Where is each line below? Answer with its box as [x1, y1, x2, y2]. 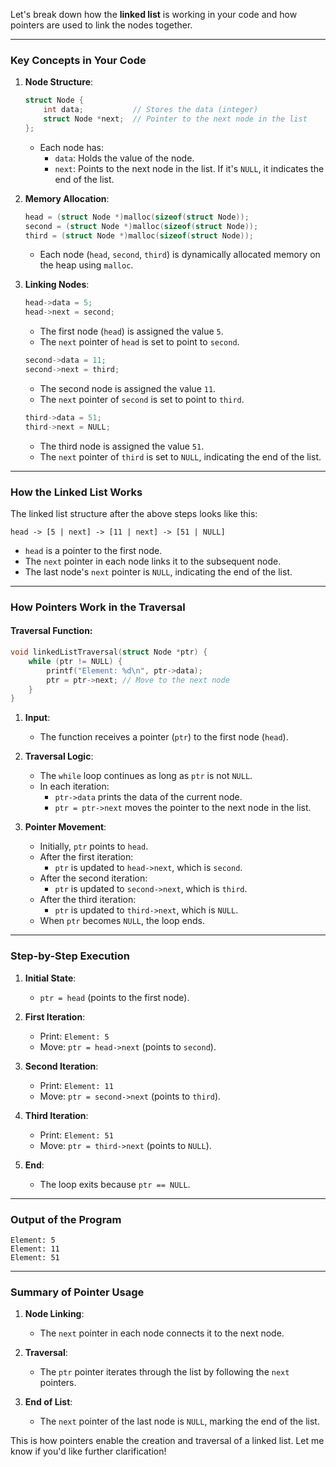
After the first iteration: [39, 851, 134, 863]
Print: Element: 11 [39, 1079, 114, 1091]
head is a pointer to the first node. [24, 544, 163, 556]
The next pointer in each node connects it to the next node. [39, 1327, 285, 1339]
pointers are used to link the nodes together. [10, 19, 193, 31]
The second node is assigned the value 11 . [39, 382, 217, 394]
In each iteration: [39, 780, 110, 793]
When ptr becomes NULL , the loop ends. [39, 915, 206, 927]
